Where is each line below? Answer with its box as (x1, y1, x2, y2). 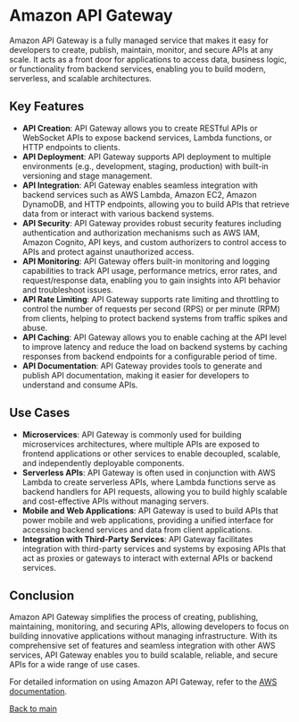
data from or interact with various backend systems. (21, 208, 214, 219)
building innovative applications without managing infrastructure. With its (9, 631, 278, 641)
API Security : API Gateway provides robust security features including (21, 217, 282, 228)
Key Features (9, 99, 85, 115)
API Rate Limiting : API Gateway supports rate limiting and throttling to (21, 293, 279, 304)
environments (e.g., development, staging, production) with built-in (21, 160, 270, 171)
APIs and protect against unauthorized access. (21, 246, 195, 257)
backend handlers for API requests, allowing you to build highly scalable (21, 486, 287, 497)
